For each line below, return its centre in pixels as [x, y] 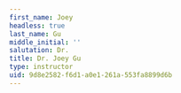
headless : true [37, 26]
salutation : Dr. [39, 50]
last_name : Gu [35, 34]
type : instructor [41, 67]
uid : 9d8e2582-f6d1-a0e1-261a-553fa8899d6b [91, 75]
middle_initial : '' [45, 42]
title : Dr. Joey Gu [45, 58]
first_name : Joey [41, 17]
